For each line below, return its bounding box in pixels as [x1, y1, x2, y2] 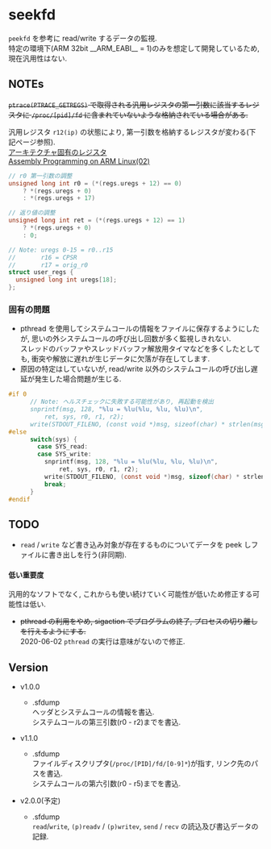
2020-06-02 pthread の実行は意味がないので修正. [19, 637, 186, 647]
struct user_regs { [8, 268, 74, 277]
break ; [44, 480, 67, 489]
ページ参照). [15, 137, 56, 147]
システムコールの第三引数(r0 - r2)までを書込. [31, 718, 181, 727]
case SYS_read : [37, 443, 89, 451]
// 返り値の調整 [8, 209, 56, 217]
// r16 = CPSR [8, 253, 78, 261]
